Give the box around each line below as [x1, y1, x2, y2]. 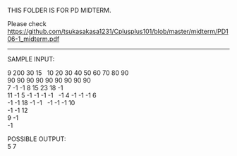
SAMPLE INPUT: [7, 55, 55, 63]
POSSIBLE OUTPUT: [7, 135, 66, 143]
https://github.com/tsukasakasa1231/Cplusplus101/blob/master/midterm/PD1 [7, 28, 229, 35]
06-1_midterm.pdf [7, 35, 60, 43]
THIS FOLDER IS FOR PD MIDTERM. [7, 6, 111, 14]
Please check [7, 20, 47, 28]
